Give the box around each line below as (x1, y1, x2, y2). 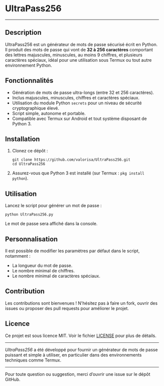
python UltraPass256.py (5, 212, 54, 217)
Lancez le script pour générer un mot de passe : (5, 203, 102, 209)
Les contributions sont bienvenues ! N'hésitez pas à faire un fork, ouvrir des (5, 300, 158, 306)
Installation (5, 135, 40, 143)
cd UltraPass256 (12, 162, 45, 167)
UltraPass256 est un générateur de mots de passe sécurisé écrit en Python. (5, 41, 158, 47)
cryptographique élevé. (12, 105, 60, 111)
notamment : (5, 253, 31, 259)
